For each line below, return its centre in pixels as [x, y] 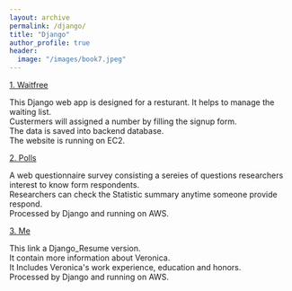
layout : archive [40, 18]
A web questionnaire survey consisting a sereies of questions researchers [146, 175]
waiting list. [31, 112]
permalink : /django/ [48, 26]
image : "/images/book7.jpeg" [72, 59]
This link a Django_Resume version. [75, 248]
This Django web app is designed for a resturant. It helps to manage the [142, 102]
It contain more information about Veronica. [90, 258]
